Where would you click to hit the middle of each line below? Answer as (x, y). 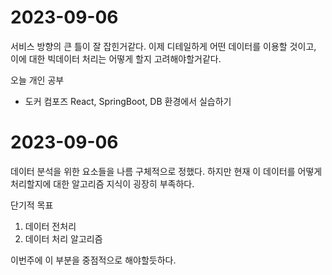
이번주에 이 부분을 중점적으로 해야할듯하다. (93, 260)
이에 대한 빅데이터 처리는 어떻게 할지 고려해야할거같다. (116, 58)
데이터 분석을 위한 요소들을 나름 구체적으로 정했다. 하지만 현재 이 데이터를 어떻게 (166, 171)
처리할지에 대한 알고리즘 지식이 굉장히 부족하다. (102, 183)
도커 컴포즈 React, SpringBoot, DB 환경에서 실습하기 (128, 101)
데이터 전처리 (50, 226)
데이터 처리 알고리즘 (63, 238)
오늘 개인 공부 (37, 80)
